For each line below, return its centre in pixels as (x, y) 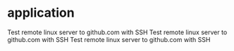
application (41, 13)
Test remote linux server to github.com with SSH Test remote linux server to (117, 32)
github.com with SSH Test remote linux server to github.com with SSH (109, 39)
